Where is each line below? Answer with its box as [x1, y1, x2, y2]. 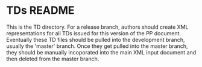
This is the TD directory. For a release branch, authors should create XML [6, 23, 189, 31]
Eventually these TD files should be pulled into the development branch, [6, 36, 185, 43]
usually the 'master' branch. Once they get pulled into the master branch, [6, 42, 188, 50]
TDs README [6, 4, 75, 17]
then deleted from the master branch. [6, 55, 99, 62]
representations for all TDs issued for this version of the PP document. [6, 29, 181, 36]
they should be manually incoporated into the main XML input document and [6, 48, 197, 56]
